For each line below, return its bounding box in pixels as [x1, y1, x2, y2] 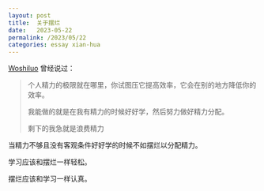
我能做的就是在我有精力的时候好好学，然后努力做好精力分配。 [27, 107, 229, 117]
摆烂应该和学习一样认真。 [8, 174, 92, 184]
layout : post [8, 11, 51, 20]
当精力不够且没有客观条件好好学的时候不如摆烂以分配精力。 [8, 140, 202, 150]
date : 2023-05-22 [8, 26, 73, 34]
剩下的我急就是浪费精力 [27, 124, 104, 133]
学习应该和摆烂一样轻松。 [8, 157, 92, 167]
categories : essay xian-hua [8, 41, 101, 49]
